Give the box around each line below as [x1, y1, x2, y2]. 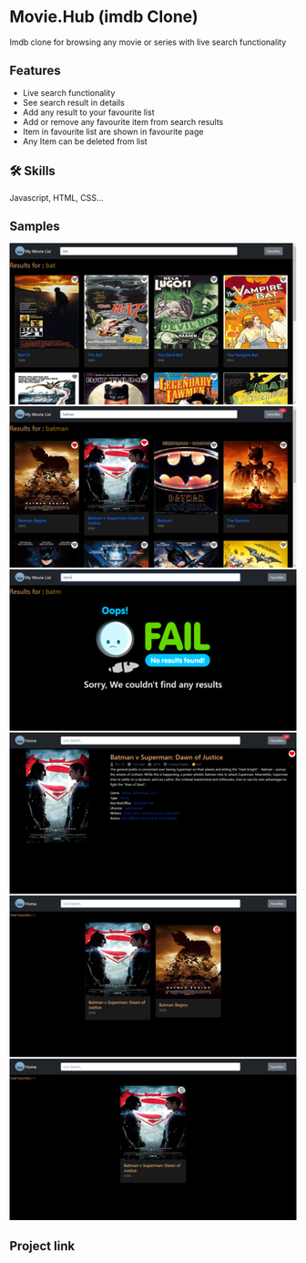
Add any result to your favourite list [22, 107, 155, 118]
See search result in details [22, 97, 125, 108]
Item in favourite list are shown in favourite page [22, 126, 204, 137]
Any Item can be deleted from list [22, 135, 148, 147]
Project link [9, 1238, 76, 1254]
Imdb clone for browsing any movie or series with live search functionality [9, 37, 287, 47]
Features [9, 63, 61, 78]
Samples [9, 218, 61, 234]
